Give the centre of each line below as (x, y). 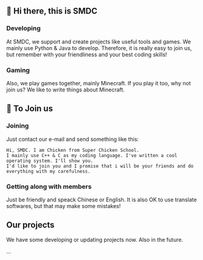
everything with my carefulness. (48, 171)
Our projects (30, 225)
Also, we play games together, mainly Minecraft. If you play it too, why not (98, 83)
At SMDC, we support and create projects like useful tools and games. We (98, 41)
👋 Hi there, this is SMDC (52, 11)
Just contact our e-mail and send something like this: (73, 139)
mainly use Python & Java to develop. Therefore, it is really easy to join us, (99, 48)
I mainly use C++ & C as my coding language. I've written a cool (92, 155)
